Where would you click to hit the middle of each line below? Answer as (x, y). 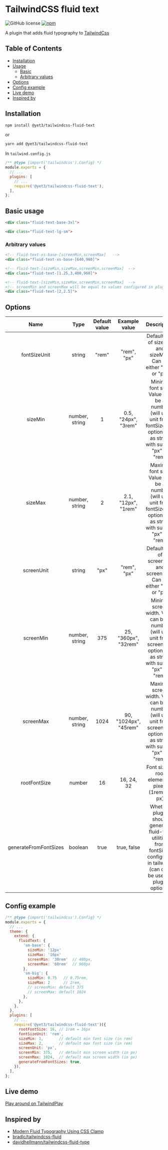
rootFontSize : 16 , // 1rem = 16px (54, 1029)
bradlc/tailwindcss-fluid (37, 1137)
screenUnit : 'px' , (37, 1048)
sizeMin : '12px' (44, 950)
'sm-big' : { (36, 974)
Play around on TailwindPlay (34, 1103)
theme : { (19, 931)
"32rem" (128, 644)
